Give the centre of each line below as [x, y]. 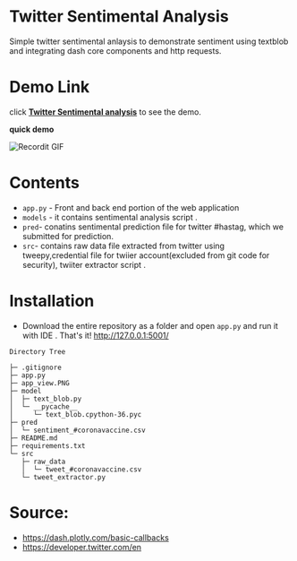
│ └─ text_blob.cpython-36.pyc [76, 414]
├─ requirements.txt [48, 445]
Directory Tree [38, 351]
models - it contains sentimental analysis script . [110, 217]
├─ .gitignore [36, 367]
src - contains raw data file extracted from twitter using [123, 246]
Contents [45, 183]
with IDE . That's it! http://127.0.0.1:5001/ [95, 335]
